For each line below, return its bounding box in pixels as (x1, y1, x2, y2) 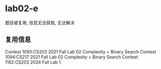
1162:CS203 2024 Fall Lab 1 (5, 59, 61, 65)
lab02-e (5, 3, 38, 14)
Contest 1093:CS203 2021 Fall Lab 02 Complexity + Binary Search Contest (5, 48, 156, 54)
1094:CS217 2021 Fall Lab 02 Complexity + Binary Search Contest (5, 54, 138, 60)
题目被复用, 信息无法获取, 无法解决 (5, 20, 75, 25)
